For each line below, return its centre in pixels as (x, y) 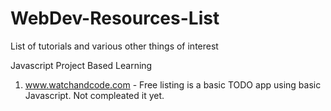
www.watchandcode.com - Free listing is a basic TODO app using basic (173, 84)
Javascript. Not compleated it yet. (94, 95)
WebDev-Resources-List (115, 18)
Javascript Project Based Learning (81, 65)
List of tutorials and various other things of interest (114, 46)
